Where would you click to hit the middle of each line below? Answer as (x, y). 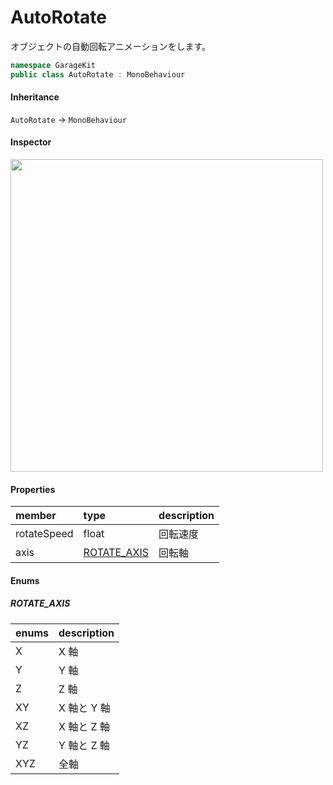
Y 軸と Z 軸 (84, 745)
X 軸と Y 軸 (84, 708)
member (36, 516)
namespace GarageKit (53, 65)
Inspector (31, 142)
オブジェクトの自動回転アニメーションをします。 (111, 46)
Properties (33, 489)
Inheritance (35, 97)
